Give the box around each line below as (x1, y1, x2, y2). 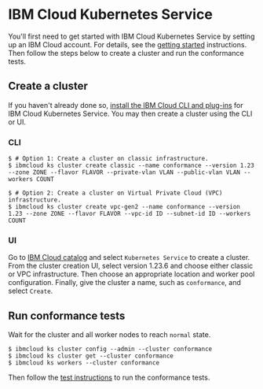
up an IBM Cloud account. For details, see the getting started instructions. (8, 39, 247, 49)
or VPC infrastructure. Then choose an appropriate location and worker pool (8, 269, 255, 279)
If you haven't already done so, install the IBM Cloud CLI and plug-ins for (8, 100, 243, 109)
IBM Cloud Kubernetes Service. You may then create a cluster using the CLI (8, 109, 253, 118)
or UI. (8, 117, 26, 127)
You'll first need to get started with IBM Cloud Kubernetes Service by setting (8, 31, 255, 41)
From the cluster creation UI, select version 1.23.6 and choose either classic (8, 261, 254, 271)
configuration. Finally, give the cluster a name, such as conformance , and (8, 278, 242, 287)
